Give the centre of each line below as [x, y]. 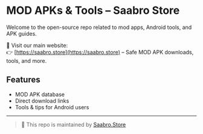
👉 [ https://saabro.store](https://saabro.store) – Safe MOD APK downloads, [100, 52]
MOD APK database [40, 94]
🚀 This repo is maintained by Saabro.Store [73, 124]
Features [23, 80]
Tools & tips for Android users [52, 107]
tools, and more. [27, 60]
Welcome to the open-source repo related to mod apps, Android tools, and [99, 27]
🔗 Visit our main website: [37, 45]
